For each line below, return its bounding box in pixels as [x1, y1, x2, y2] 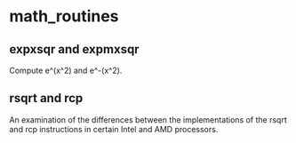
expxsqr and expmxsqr [9, 42, 140, 57]
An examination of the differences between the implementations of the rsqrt [9, 114, 287, 125]
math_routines [9, 6, 119, 27]
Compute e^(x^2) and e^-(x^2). [9, 65, 123, 75]
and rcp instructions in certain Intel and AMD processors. [9, 123, 219, 134]
